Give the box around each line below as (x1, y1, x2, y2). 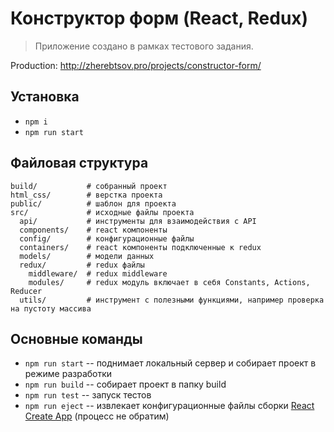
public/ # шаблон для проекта (10, 198, 177, 209)
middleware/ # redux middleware (28, 268, 168, 279)
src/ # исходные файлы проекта (10, 207, 195, 217)
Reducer (10, 286, 43, 296)
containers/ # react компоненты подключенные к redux (19, 242, 262, 252)
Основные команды (10, 330, 143, 347)
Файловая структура (10, 155, 149, 172)
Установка (10, 88, 80, 106)
